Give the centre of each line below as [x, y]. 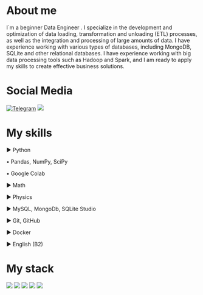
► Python [19, 150]
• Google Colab [26, 173]
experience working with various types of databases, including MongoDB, [99, 47]
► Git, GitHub [23, 220]
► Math [16, 185]
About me [32, 11]
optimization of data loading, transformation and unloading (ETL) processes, [102, 33]
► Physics [19, 197]
